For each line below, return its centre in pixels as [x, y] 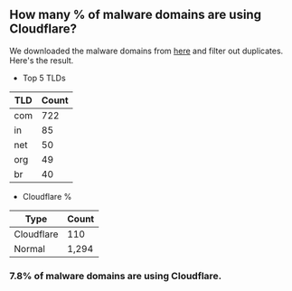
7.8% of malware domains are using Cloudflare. [116, 276]
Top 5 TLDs [44, 78]
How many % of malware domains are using [136, 15]
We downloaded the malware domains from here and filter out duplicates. [146, 51]
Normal [29, 249]
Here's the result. [42, 60]
